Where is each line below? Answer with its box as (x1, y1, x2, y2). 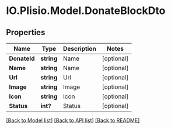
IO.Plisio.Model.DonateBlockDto (6, 4, 166, 18)
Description (63, 45, 96, 53)
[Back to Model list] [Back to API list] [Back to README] (6, 117, 140, 124)
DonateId (9, 54, 35, 62)
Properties (6, 27, 46, 37)
